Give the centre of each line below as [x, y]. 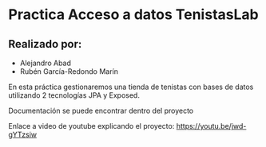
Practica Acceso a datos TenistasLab [133, 15]
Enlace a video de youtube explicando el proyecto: [91, 126]
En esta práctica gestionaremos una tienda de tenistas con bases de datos [131, 87]
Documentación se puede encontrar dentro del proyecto [101, 110]
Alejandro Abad [46, 63]
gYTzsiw [23, 134]
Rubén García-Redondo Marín [69, 72]
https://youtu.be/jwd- [211, 126]
